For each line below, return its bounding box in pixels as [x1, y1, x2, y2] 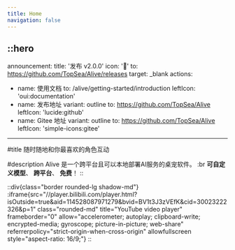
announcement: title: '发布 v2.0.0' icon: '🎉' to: [7, 62, 138, 71]
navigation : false [7, 17, 61, 24]
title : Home [7, 10, 42, 17]
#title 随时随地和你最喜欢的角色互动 [7, 145, 110, 154]
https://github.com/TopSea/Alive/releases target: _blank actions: [7, 70, 193, 78]
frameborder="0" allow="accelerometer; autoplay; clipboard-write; [7, 212, 201, 221]
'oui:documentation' [17, 92, 76, 101]
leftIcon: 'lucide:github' [17, 108, 84, 117]
